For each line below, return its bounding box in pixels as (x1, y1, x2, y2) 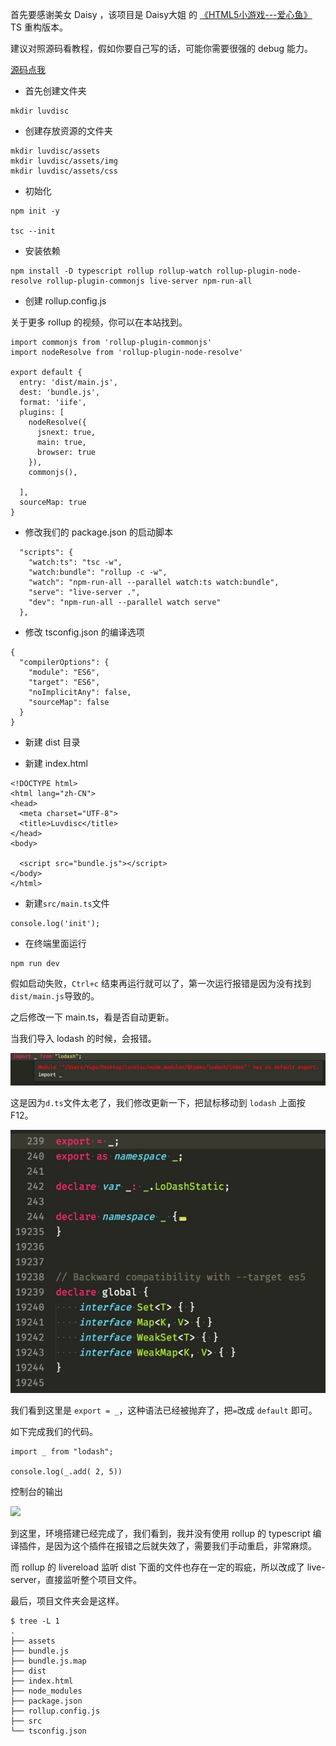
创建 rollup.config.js (24, 295, 107, 307)
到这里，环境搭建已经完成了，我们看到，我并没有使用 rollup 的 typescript (10, 1527, 311, 1539)
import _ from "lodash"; (10, 1446, 114, 1457)
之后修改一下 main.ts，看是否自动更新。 (10, 1011, 175, 1023)
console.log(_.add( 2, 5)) (10, 1466, 123, 1477)
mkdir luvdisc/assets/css (10, 166, 118, 176)
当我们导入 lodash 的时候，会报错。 (10, 1033, 157, 1044)
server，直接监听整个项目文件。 (10, 1573, 143, 1585)
